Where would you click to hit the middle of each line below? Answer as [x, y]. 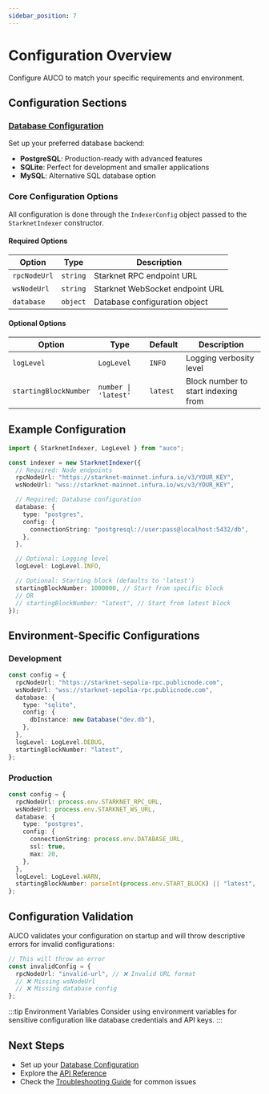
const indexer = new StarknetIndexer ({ [75, 462]
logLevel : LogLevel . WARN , [59, 876]
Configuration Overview [90, 55]
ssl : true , [48, 847]
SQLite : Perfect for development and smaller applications [114, 167]
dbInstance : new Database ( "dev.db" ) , [92, 720]
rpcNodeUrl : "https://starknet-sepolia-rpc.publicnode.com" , [120, 682]
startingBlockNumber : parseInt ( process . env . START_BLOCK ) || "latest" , [136, 884]
